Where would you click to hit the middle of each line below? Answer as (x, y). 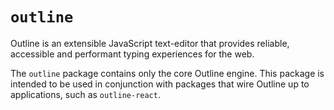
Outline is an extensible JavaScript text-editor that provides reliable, (150, 43)
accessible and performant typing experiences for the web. (132, 54)
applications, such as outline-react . (85, 94)
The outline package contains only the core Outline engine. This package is (167, 73)
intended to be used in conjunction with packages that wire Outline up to (160, 84)
